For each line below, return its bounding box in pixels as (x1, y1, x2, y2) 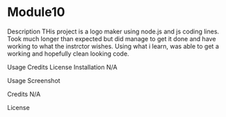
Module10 (7, 4, 65, 20)
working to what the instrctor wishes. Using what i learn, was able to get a (7, 42, 219, 50)
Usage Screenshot (7, 76, 60, 84)
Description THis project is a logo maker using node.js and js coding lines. (7, 27, 220, 36)
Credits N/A (7, 90, 41, 98)
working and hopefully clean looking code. (7, 49, 130, 58)
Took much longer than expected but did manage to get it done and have (7, 34, 216, 42)
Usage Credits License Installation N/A (7, 63, 118, 71)
